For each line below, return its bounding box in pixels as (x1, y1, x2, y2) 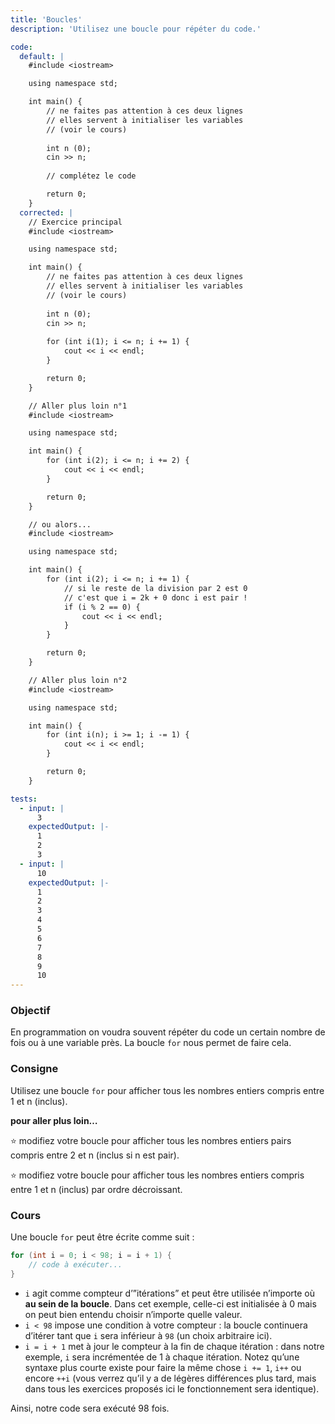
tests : (10, 794, 38, 804)
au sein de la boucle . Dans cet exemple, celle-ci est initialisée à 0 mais (24, 1297, 317, 1310)
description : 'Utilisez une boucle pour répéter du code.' (10, 24, 262, 34)
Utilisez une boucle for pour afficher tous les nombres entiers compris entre (10, 1084, 325, 1096)
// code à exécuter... (28, 1259, 123, 1270)
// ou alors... (28, 519, 92, 530)
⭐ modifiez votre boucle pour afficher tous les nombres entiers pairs (10, 1134, 292, 1146)
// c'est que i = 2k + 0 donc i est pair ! (63, 592, 248, 603)
